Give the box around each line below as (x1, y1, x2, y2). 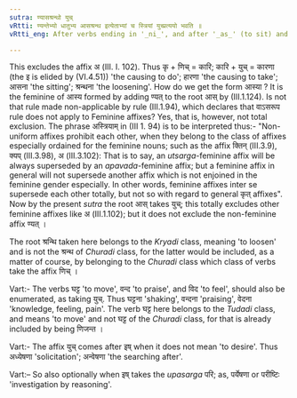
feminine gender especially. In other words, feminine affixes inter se (9, 179, 258, 190)
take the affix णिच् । (9, 266, 78, 276)
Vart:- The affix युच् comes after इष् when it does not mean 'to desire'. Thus (9, 341, 278, 352)
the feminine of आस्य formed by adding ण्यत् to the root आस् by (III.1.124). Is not (9, 92, 287, 102)
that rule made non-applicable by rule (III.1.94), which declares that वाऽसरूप (9, 101, 280, 112)
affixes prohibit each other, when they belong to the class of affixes (39, 131, 287, 142)
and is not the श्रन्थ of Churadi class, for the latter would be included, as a (9, 246, 275, 258)
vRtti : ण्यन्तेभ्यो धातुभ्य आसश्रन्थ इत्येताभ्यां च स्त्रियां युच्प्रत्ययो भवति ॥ (9, 21, 203, 30)
